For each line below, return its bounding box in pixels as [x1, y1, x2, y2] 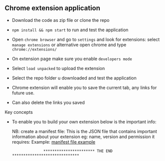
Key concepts [4, 109, 33, 115]
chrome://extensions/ [11, 47, 57, 52]
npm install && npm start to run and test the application [11, 27, 129, 33]
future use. [11, 89, 35, 96]
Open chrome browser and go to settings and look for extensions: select [11, 36, 160, 42]
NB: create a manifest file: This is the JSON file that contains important [11, 128, 158, 134]
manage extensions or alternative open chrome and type [11, 42, 127, 48]
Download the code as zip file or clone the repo [11, 17, 110, 23]
